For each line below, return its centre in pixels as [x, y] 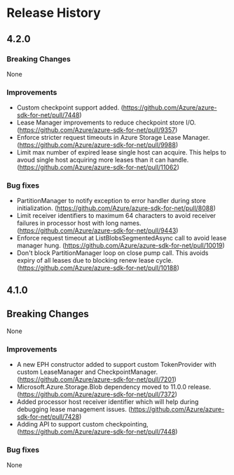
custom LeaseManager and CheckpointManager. [87, 372]
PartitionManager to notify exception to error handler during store [111, 201]
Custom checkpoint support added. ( [70, 108]
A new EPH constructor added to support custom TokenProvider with [116, 364]
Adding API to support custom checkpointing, [82, 424]
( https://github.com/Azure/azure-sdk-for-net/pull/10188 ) [98, 268]
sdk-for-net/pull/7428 [48, 417]
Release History [54, 13]
